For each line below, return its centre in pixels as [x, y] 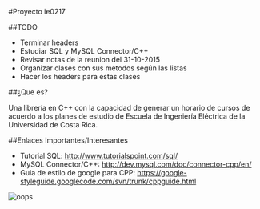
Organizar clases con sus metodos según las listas [104, 68]
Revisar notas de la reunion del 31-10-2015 [90, 60]
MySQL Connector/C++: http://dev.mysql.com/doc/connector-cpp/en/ [136, 164]
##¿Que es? [28, 92]
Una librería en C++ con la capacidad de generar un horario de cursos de [129, 108]
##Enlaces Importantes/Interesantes [68, 140]
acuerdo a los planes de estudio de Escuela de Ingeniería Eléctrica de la [127, 116]
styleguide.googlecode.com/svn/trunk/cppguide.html [108, 181]
